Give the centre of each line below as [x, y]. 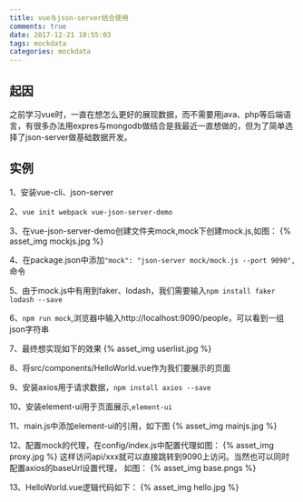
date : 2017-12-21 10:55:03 [60, 35]
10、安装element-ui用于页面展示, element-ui [91, 407]
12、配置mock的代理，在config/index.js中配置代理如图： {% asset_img [142, 445]
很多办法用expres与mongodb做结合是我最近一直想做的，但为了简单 [159, 125]
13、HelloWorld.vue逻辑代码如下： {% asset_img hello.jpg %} [124, 487]
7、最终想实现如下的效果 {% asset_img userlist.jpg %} [111, 348]
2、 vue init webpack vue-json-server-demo [91, 211]
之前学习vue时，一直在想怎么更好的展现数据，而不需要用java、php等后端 [147, 114]
